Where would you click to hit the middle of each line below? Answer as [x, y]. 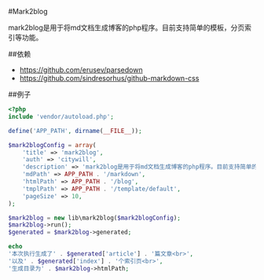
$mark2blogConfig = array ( [52, 145]
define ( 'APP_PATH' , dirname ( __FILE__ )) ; [75, 131]
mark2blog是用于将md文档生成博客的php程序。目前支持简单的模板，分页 [126, 28]
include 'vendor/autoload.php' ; [61, 116]
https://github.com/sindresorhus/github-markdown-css [109, 78]
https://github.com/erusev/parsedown [81, 70]
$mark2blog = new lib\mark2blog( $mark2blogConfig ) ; [94, 218]
